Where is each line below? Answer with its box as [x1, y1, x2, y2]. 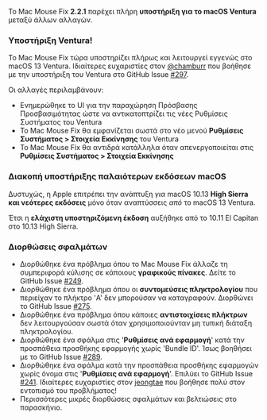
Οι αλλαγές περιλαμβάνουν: [8, 85, 104, 94]
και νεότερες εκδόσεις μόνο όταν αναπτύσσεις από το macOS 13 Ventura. [8, 198, 256, 207]
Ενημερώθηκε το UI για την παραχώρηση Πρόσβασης [19, 101, 198, 110]
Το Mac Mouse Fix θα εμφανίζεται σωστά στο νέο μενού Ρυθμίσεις [19, 126, 244, 136]
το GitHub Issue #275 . [19, 301, 93, 310]
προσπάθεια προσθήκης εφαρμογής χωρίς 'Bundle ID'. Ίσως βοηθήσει [19, 343, 253, 353]
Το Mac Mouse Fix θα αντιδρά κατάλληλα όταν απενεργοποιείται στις [19, 143, 254, 152]
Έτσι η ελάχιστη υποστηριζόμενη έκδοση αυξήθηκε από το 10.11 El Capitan [8, 213, 259, 222]
